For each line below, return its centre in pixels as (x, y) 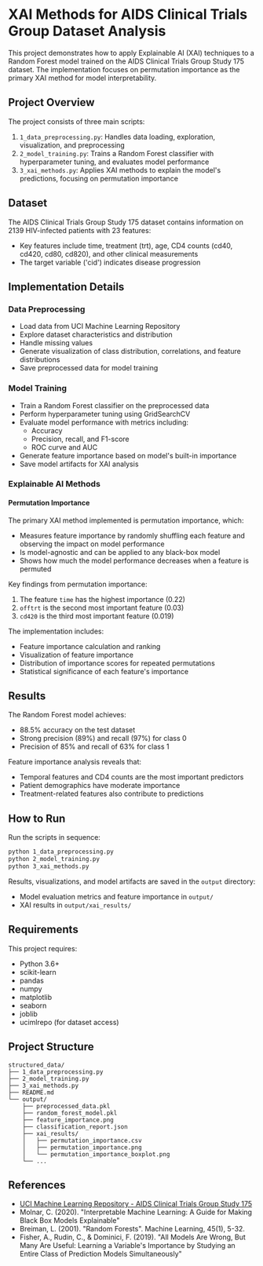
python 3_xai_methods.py (49, 866)
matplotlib (36, 997)
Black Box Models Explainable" (69, 1220)
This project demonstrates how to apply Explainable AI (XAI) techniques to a (131, 53)
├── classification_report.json (75, 1127)
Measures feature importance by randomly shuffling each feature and (132, 535)
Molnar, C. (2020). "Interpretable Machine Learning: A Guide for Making (136, 1212)
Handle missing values (56, 343)
